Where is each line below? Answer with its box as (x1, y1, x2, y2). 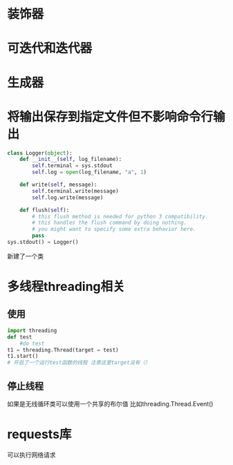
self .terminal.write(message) (32, 187, 119, 194)
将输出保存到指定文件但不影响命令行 (7, 108, 214, 124)
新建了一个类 (7, 252, 44, 260)
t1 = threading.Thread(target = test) (7, 346, 119, 353)
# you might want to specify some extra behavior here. (32, 226, 196, 233)
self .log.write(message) (32, 194, 104, 201)
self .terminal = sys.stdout (32, 162, 113, 169)
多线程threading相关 (7, 279, 126, 294)
